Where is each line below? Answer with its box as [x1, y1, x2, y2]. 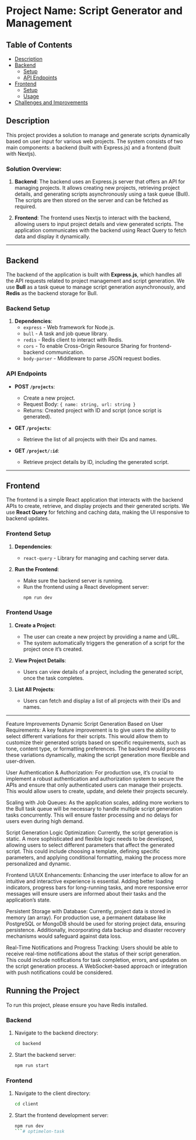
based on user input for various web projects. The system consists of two [6, 138, 183, 145]
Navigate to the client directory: [14, 1090, 91, 1097]
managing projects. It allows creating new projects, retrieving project [14, 185, 180, 192]
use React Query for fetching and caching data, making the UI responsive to [6, 508, 190, 516]
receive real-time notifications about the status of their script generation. [6, 950, 181, 957]
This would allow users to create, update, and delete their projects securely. [6, 787, 188, 794]
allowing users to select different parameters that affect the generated [6, 841, 175, 848]
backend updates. [6, 515, 50, 522]
